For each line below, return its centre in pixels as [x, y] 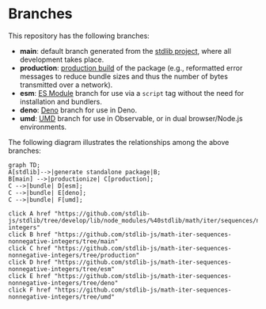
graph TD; [25, 165]
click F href [30, 290]
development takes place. [62, 59]
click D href [30, 262]
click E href [30, 276]
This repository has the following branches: [79, 36]
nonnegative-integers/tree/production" [74, 255]
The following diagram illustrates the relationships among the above [119, 142]
